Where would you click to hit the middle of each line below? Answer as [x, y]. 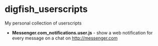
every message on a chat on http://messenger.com [65, 38]
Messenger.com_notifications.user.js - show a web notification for [82, 32]
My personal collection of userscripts [43, 23]
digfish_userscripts [46, 9]
